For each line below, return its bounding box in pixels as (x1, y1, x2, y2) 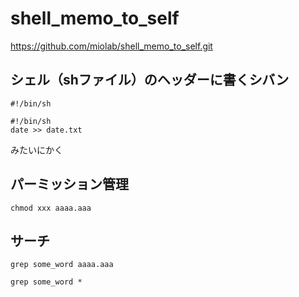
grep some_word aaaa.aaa (10, 260, 114, 270)
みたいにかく (10, 143, 63, 156)
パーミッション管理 (10, 176, 129, 193)
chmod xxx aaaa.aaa (10, 203, 92, 213)
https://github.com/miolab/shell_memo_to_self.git (10, 40, 213, 52)
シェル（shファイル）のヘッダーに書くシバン (10, 72, 290, 89)
